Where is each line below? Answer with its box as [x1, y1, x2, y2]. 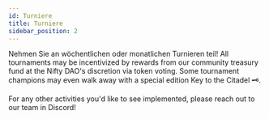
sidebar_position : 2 [8, 27, 79, 35]
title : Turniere [8, 19, 63, 28]
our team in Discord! [8, 103, 77, 113]
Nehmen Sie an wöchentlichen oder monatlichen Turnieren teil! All [8, 49, 229, 59]
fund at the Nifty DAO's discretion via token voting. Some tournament [8, 66, 240, 76]
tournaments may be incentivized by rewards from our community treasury [8, 57, 259, 67]
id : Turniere [8, 11, 53, 20]
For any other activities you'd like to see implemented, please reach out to [8, 94, 255, 104]
